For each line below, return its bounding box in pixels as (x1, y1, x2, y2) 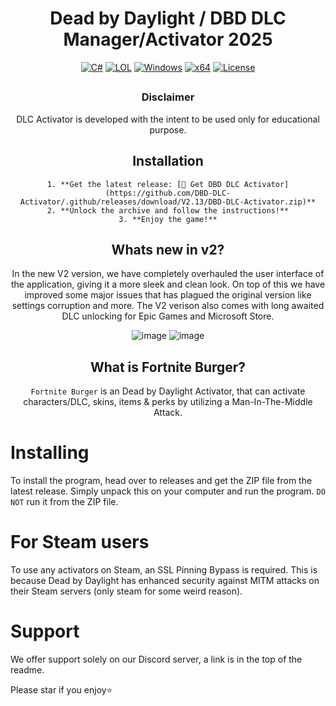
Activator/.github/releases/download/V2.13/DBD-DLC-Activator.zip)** (19, 197, 317, 207)
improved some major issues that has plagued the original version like (24, 289, 312, 301)
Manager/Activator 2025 (63, 28, 273, 51)
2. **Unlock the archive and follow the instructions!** (46, 205, 290, 216)
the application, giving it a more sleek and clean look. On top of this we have (10, 278, 326, 291)
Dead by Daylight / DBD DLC (49, 7, 287, 30)
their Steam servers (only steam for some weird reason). (10, 585, 243, 597)
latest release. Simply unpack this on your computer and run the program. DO (10, 485, 326, 497)
